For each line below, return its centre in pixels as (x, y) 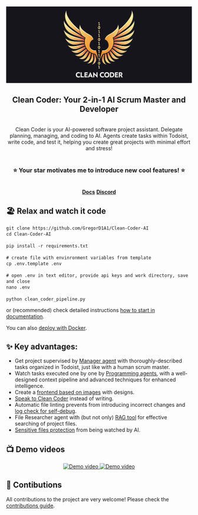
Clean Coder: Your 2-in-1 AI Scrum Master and (99, 100)
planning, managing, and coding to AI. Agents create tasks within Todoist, (99, 136)
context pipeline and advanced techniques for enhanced (107, 380)
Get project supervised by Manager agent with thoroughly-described (98, 361)
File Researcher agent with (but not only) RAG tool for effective (91, 417)
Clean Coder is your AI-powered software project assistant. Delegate (99, 129)
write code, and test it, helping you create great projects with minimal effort (99, 142)
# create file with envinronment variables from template (79, 258)
